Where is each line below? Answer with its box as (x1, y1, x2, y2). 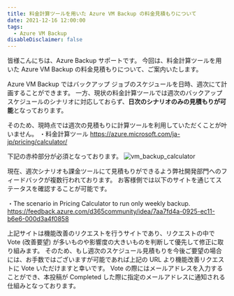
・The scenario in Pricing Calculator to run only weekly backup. (7, 199, 191, 208)
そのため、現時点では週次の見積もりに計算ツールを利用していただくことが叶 (7, 121, 228, 129)
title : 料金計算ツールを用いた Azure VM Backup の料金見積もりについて (7, 10, 197, 17)
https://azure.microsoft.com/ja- (89, 130, 180, 139)
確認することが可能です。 (37, 185, 111, 193)
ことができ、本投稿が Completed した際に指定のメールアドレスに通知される (7, 273, 226, 281)
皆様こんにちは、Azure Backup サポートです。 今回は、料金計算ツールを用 (7, 57, 222, 65)
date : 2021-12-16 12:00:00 (7, 17, 86, 24)
